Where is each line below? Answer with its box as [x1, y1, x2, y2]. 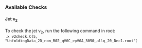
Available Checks [5, 4, 47, 11]
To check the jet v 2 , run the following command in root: [5, 28, 116, 35]
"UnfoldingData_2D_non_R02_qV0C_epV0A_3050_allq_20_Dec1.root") [5, 38, 138, 43]
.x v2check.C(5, [5, 34, 38, 39]
